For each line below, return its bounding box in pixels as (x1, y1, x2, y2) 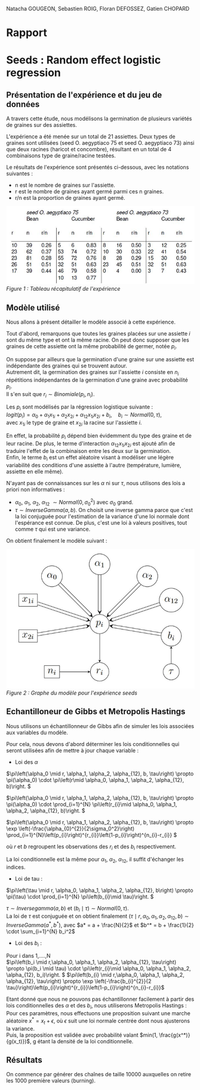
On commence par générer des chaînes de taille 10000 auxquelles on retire (6, 1071, 192, 1078)
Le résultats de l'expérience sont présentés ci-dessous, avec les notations (6, 164, 189, 171)
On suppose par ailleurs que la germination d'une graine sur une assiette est (6, 355, 195, 363)
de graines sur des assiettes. (6, 121, 78, 129)
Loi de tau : (14, 875, 43, 882)
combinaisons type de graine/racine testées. (6, 152, 116, 159)
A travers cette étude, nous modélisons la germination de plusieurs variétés (6, 115, 192, 122)
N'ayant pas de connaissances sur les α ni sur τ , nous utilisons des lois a (6, 480, 186, 487)
